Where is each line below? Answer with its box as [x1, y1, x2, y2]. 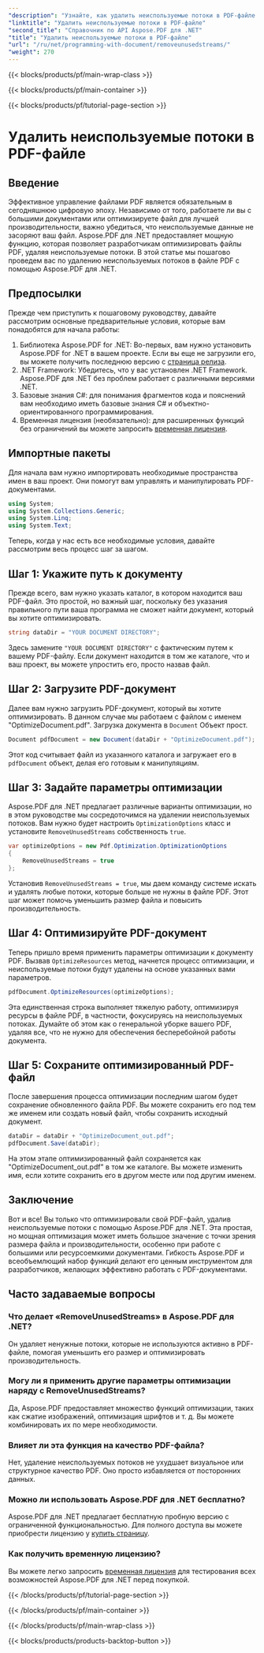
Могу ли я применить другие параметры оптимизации [8, 1375, 231, 1386]
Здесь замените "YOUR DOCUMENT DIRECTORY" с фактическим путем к [8, 642, 234, 652]
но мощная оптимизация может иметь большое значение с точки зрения [8, 1231, 256, 1240]
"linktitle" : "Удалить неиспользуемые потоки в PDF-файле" [8, 19, 206, 27]
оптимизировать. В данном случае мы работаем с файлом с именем [8, 712, 242, 721]
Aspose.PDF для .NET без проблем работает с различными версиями [19, 373, 255, 383]
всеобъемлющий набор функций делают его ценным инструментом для [8, 1256, 253, 1266]
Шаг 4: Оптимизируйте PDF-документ [8, 926, 207, 940]
